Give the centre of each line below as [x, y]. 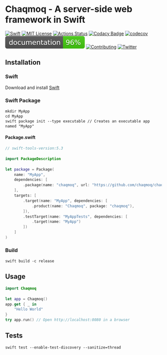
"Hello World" [29, 309]
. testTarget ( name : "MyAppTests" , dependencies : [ [75, 217]
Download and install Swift [32, 88]
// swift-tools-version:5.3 [34, 148]
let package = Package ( [30, 169]
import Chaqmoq [21, 288]
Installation [23, 62]
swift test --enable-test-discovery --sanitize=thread [63, 347]
